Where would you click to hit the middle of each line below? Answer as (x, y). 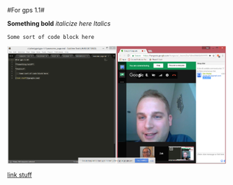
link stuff (20, 175)
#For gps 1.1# (26, 10)
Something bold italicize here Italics (59, 23)
